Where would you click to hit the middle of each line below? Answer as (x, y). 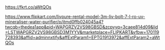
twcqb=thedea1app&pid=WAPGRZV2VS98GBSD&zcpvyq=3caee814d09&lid (82, 27)
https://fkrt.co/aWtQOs (28, 7)
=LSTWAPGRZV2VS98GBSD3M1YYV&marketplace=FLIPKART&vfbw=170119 (82, 32)
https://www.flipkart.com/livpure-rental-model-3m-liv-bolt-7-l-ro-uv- (75, 16)
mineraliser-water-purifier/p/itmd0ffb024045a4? (55, 22)
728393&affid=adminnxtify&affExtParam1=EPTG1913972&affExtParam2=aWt (82, 37)
